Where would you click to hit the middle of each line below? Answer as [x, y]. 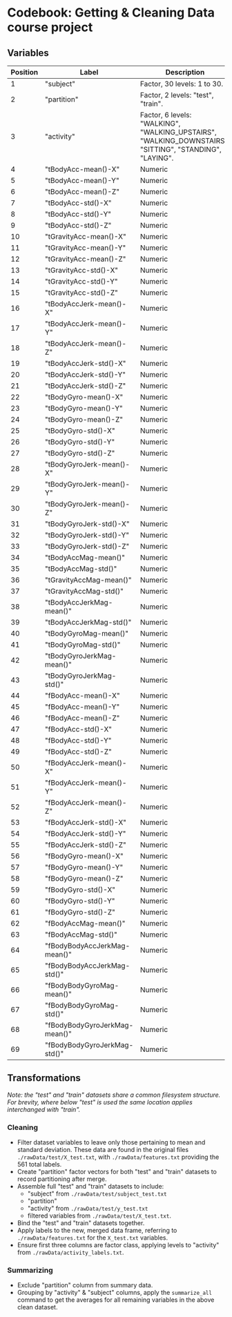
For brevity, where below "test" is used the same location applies [100, 1102]
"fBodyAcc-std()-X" [78, 729]
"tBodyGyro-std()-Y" [80, 442]
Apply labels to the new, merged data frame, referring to [97, 1231]
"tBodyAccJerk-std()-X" [85, 363]
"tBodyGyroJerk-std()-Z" [87, 546]
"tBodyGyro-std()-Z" [80, 453]
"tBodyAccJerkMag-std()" [88, 622]
